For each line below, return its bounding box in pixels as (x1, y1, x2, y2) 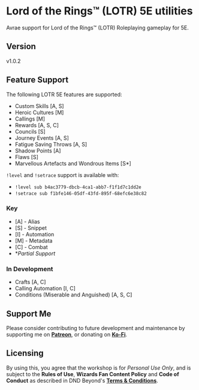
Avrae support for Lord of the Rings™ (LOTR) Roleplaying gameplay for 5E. (6, 24, 189, 31)
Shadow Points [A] (14, 147, 61, 154)
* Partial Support (14, 250, 56, 257)
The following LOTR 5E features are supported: (6, 91, 122, 98)
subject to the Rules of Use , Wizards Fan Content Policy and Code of (6, 370, 179, 377)
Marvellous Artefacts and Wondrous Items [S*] (14, 160, 132, 167)
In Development (6, 265, 53, 273)
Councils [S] (14, 128, 46, 135)
